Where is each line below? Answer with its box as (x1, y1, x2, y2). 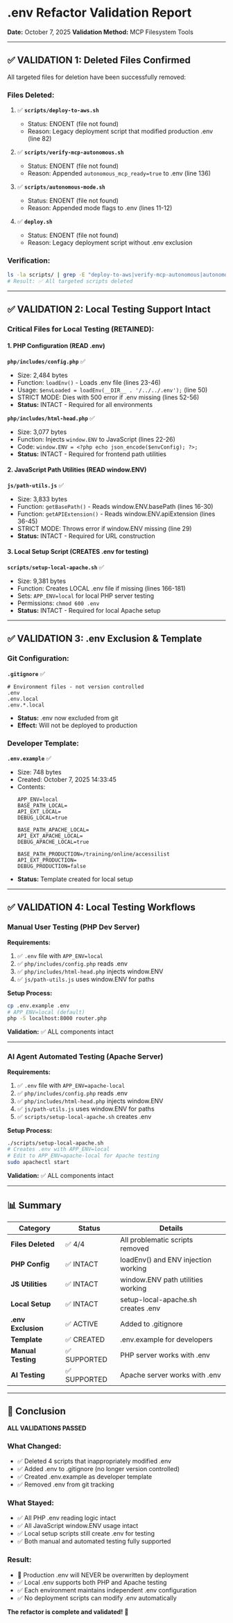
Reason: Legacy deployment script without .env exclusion (27, 238, 193, 247)
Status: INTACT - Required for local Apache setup (17, 607, 161, 615)
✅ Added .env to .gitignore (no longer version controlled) (17, 1465, 180, 1473)
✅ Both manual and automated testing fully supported (17, 1537, 171, 1545)
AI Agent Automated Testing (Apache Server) (7, 1052, 164, 1061)
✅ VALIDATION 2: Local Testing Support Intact (7, 304, 211, 315)
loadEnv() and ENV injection (120, 1255, 212, 1265)
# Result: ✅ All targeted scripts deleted (7, 278, 133, 285)
